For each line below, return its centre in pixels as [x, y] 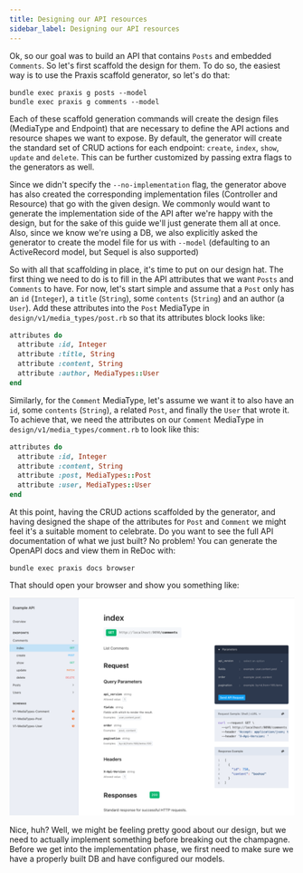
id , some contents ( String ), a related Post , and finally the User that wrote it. [150, 410]
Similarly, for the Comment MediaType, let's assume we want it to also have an [152, 400]
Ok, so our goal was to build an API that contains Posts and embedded [141, 55]
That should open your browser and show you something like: [124, 585]
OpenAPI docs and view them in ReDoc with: [93, 550]
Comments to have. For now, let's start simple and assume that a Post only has [152, 288]
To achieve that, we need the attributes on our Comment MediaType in [137, 419]
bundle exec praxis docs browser [72, 568]
